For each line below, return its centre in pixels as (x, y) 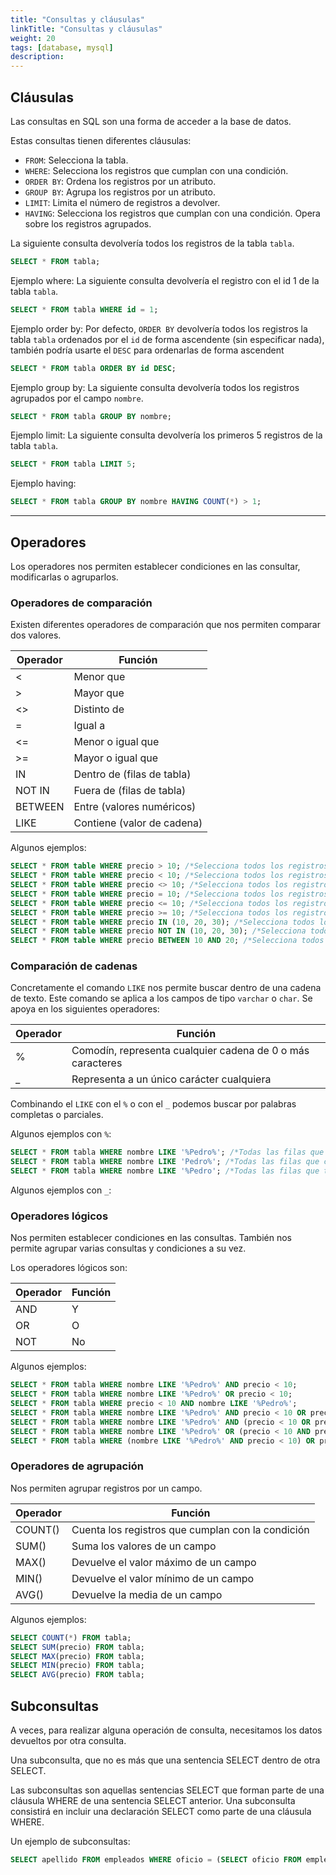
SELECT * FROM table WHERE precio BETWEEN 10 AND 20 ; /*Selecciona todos (167, 941)
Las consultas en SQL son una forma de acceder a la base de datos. (151, 121)
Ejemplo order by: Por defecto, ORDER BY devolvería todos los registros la (159, 328)
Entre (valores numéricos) (135, 807)
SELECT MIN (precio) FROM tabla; (77, 1666)
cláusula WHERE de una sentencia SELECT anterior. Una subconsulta (153, 1800)
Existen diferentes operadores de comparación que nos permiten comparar (165, 625)
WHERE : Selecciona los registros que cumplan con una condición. (156, 170)
